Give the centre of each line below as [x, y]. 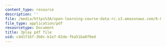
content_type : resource [30, 10]
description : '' [22, 14]
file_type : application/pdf [34, 23]
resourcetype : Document [30, 28]
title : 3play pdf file [28, 32]
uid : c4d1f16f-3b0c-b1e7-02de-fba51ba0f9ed [51, 37]
